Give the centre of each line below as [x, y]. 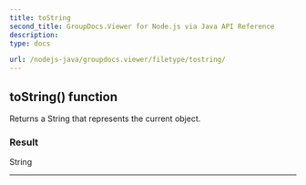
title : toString [40, 18]
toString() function [64, 97]
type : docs [30, 43]
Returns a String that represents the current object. [105, 118]
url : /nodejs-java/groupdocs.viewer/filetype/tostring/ [117, 60]
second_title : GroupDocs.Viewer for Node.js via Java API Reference [142, 26]
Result [24, 142]
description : [34, 35]
